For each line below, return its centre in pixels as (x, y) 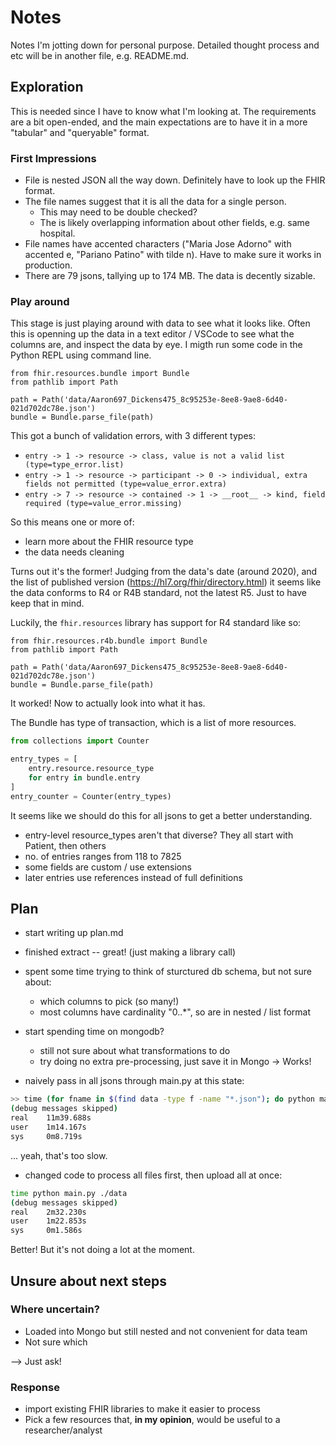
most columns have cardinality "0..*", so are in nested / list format (175, 1012)
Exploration (47, 87)
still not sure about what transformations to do (135, 1051)
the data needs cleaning (74, 552)
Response (35, 1387)
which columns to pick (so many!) (109, 1002)
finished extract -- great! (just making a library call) (130, 952)
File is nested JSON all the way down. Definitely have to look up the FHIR (175, 180)
